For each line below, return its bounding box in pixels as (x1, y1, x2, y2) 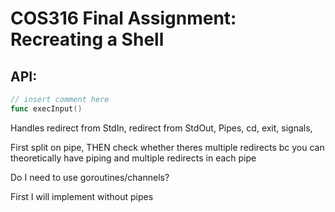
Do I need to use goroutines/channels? (10, 171, 170, 183)
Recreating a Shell (10, 28, 165, 51)
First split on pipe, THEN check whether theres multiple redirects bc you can (10, 141, 325, 153)
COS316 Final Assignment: (10, 7, 237, 30)
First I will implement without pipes (10, 190, 154, 202)
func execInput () (10, 103, 83, 114)
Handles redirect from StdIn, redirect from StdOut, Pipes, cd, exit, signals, (10, 122, 313, 134)
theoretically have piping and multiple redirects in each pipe (10, 152, 257, 164)
